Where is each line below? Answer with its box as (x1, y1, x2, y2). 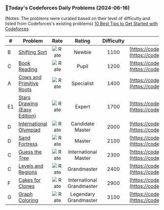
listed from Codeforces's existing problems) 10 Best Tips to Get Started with (5, 21, 158, 26)
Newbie (74, 49, 92, 56)
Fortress (19, 140, 38, 147)
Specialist (71, 80, 94, 87)
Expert (75, 103, 90, 110)
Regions (19, 169, 38, 176)
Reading (19, 66, 38, 73)
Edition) (19, 113, 37, 119)
